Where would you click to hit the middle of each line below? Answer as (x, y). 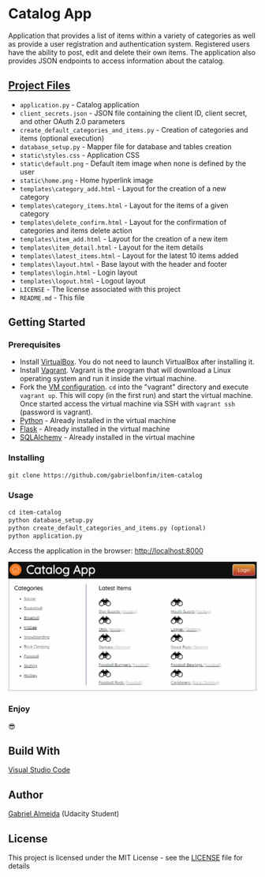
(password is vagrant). (56, 412)
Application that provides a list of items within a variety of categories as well (132, 36)
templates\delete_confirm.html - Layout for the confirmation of (123, 222)
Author (26, 795)
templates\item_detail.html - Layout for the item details (111, 247)
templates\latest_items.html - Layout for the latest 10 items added (129, 255)
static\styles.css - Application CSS (80, 155)
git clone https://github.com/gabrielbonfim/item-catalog (105, 475)
